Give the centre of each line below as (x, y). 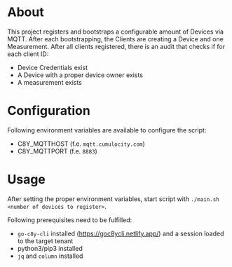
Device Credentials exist (52, 67)
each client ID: (28, 54)
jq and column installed (50, 256)
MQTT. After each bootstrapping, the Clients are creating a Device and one (116, 39)
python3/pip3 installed (50, 248)
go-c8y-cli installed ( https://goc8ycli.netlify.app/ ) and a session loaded (121, 233)
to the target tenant (45, 241)
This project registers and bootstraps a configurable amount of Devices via (116, 32)
